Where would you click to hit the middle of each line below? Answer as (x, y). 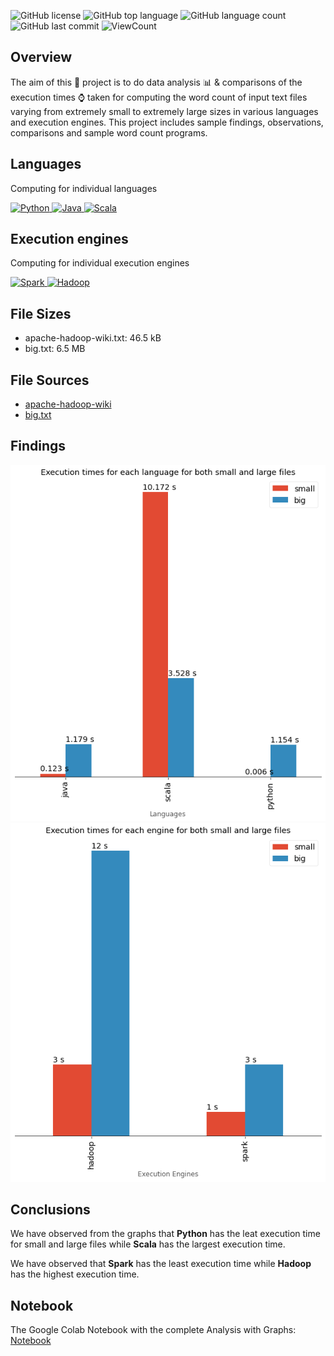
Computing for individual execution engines (100, 263)
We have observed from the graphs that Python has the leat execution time (165, 1234)
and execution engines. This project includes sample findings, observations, (167, 122)
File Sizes (41, 313)
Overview (41, 57)
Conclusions (50, 1209)
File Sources (50, 380)
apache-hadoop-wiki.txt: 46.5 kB (93, 338)
